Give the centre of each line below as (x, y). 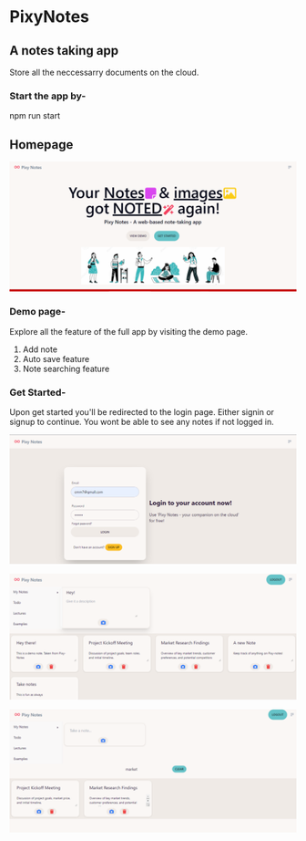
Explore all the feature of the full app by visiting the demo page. (129, 331)
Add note (40, 349)
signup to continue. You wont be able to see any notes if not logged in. (142, 422)
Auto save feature (56, 358)
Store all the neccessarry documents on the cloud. (104, 72)
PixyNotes (49, 17)
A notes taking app (64, 51)
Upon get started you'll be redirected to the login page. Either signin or (142, 412)
